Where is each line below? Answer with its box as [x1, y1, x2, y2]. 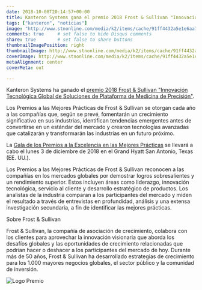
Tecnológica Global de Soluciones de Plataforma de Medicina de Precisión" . [6, 92, 194, 100]
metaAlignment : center [6, 59, 63, 65]
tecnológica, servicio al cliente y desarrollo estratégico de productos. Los [6, 185, 188, 192]
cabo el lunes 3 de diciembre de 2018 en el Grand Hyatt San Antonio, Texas [6, 148, 194, 155]
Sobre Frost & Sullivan [6, 216, 61, 223]
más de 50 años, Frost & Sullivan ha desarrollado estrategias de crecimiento [6, 253, 195, 260]
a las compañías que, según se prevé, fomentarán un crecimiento [6, 110, 168, 118]
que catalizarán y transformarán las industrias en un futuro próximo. [6, 130, 175, 137]
